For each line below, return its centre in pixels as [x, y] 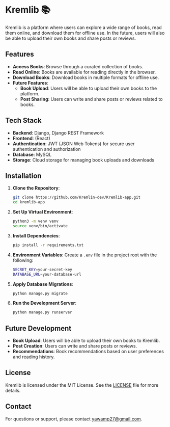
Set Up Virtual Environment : [43, 212]
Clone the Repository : [36, 188]
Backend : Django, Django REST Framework [58, 132]
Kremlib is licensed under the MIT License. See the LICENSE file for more [82, 385]
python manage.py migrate [40, 293]
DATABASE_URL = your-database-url [47, 274]
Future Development [38, 328]
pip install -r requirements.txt [48, 245]
